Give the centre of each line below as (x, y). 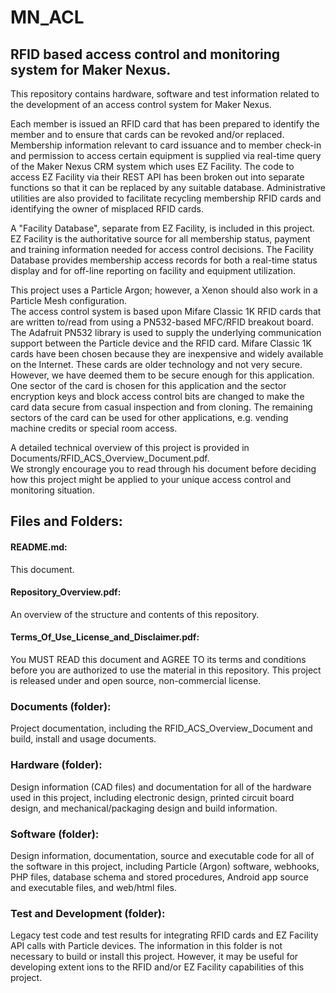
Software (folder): (55, 834)
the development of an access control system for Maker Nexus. (141, 104)
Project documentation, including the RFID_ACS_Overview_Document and (161, 728)
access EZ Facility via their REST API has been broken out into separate (157, 177)
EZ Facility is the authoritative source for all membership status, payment (160, 239)
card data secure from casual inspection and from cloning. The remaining (161, 407)
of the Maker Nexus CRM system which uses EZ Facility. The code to (152, 166)
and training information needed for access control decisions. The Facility (162, 249)
